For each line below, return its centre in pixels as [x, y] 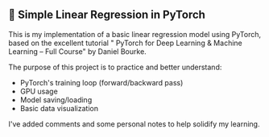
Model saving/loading [56, 100]
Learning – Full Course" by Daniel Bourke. [77, 51]
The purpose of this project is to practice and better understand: [115, 67]
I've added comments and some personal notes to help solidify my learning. [134, 124]
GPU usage [39, 91]
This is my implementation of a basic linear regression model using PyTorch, [135, 34]
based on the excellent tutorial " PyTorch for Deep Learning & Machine [126, 43]
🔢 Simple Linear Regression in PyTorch [107, 15]
